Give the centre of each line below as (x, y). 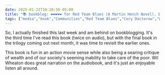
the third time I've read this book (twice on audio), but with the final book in (81, 38)
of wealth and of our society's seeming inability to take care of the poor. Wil (82, 58)
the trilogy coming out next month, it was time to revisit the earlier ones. (78, 43)
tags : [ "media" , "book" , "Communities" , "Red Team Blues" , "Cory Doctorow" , (81, 19)
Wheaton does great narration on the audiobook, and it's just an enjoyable (80, 63)
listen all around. (22, 68)
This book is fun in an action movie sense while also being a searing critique (82, 52)
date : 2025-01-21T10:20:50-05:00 (39, 10)
